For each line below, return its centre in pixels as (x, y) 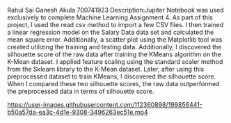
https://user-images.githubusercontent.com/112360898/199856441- (105, 105)
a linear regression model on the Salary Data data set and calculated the (111, 32)
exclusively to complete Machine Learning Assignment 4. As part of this (110, 17)
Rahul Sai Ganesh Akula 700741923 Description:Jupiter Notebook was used (115, 10)
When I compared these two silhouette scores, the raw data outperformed (114, 84)
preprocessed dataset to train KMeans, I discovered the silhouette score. (112, 76)
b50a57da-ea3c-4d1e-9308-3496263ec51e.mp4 (78, 112)
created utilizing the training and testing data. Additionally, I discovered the (114, 47)
